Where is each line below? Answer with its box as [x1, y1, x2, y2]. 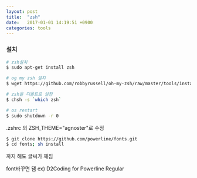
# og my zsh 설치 [6, 75, 46, 81]
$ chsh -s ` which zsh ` [6, 96, 62, 103]
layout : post [6, 8, 38, 15]
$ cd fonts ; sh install [6, 142, 64, 147]
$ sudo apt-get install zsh [6, 65, 75, 70]
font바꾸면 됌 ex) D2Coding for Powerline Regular [6, 165, 124, 172]
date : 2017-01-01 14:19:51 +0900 [6, 19, 93, 25]
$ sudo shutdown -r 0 [6, 113, 59, 119]
